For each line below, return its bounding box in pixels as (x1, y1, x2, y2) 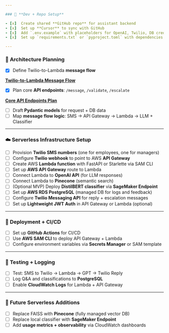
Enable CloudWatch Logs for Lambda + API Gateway (12, 282, 123, 288)
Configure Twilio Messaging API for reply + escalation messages (12, 195, 148, 201)
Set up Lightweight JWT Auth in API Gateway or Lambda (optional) (12, 201, 153, 207)
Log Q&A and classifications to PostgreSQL (12, 276, 103, 282)
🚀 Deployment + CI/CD (5, 218, 61, 225)
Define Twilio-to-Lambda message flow (12, 68, 96, 74)
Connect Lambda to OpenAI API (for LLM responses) (12, 172, 123, 178)
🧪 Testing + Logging (5, 259, 55, 265)
